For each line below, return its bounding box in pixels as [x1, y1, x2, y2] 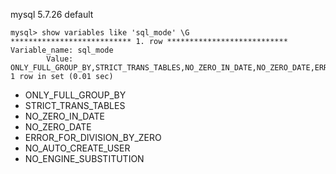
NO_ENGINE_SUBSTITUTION [24, 153, 145, 164]
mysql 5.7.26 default [10, 9, 94, 20]
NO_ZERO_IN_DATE [24, 110, 105, 122]
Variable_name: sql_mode [10, 45, 114, 55]
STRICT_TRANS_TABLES [24, 100, 126, 111]
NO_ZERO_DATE [24, 121, 92, 133]
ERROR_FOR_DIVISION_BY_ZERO [24, 132, 162, 143]
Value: [46, 54, 74, 64]
